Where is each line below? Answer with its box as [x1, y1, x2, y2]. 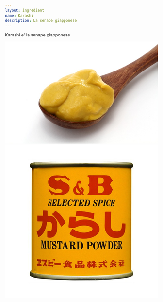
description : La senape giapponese [5, 18, 77, 23]
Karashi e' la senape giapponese [5, 32, 70, 38]
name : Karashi [5, 13, 34, 18]
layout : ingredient [5, 8, 45, 13]
